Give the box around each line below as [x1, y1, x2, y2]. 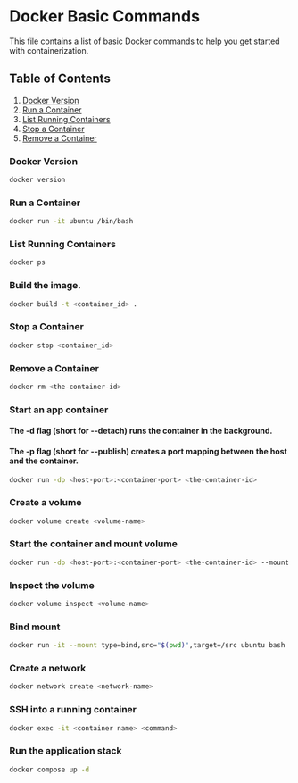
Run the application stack [9, 745, 122, 757]
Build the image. [9, 279, 82, 292]
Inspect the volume [9, 579, 95, 591]
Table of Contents [9, 71, 112, 87]
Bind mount [9, 621, 61, 633]
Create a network [9, 662, 87, 674]
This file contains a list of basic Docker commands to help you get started [9, 36, 280, 46]
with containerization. [9, 45, 89, 55]
